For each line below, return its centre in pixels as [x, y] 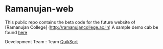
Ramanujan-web [39, 9]
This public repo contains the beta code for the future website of [70, 22]
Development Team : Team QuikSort [42, 41]
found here [16, 32]
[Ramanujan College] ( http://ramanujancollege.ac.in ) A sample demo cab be [82, 27]
